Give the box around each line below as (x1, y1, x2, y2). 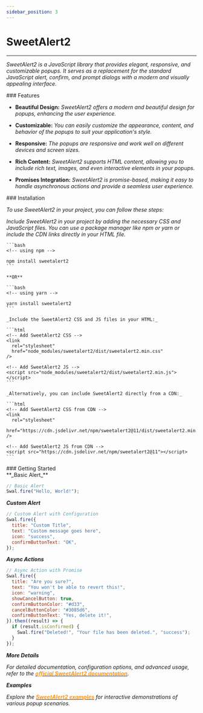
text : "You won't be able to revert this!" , (11, 585, 126, 591)
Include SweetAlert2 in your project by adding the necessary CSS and (6, 217, 181, 225)
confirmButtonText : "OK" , (11, 539, 77, 545)
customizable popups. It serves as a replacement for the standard (6, 67, 172, 74)
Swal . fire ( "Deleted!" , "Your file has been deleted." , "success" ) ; (17, 629, 190, 636)
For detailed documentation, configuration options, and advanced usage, (6, 663, 189, 671)
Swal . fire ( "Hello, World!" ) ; (6, 488, 80, 494)
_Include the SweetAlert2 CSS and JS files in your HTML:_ (6, 316, 158, 323)
